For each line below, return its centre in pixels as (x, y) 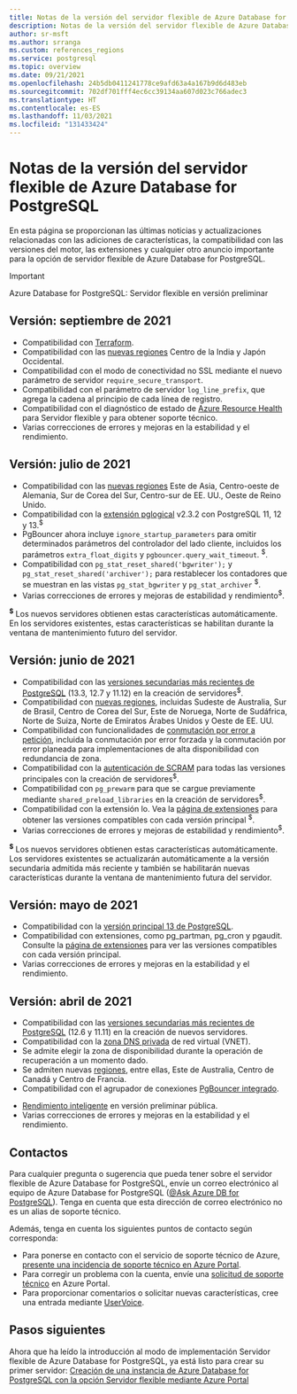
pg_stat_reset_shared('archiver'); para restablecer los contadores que (155, 573)
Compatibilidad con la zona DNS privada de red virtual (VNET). (136, 1041)
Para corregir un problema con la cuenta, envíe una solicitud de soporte (153, 1274)
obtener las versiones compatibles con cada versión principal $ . (138, 819)
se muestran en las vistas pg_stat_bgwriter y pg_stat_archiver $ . (141, 583)
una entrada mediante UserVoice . (83, 1303)
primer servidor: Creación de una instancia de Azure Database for (129, 1370)
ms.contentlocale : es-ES (55, 108)
